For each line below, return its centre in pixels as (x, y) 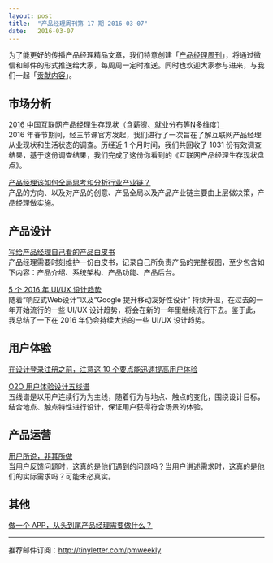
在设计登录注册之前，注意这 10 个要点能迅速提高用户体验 (103, 369)
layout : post (30, 16)
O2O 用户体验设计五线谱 (49, 386)
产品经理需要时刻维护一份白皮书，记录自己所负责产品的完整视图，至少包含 (133, 262)
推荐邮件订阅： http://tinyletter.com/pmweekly (85, 550)
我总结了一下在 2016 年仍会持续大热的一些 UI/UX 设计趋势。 (109, 320)
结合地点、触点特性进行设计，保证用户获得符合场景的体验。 (108, 406)
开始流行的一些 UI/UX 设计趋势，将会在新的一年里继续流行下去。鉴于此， (138, 310)
